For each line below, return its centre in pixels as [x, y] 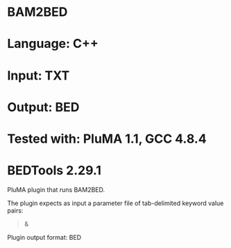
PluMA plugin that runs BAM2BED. [56, 189]
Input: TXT [38, 75]
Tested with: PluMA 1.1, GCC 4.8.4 [107, 139]
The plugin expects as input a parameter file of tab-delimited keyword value [115, 203]
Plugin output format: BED [44, 237]
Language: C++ [53, 44]
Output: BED [43, 107]
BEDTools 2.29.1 [54, 171]
